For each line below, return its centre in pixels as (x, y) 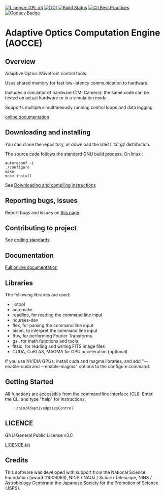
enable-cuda (18, 367)
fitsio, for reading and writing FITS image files (58, 346)
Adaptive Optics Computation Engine (83, 33)
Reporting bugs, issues (41, 201)
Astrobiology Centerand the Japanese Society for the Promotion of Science (82, 483)
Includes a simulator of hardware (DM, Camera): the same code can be (77, 92)
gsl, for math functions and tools (45, 341)
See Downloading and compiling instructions (50, 185)
